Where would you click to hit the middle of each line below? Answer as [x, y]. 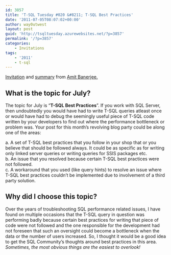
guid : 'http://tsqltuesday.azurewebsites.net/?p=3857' [65, 34]
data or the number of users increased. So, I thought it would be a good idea [86, 236]
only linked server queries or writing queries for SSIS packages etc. [76, 154]
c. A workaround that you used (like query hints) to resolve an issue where [83, 170]
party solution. [20, 181]
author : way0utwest [26, 24]
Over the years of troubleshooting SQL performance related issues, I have [83, 209]
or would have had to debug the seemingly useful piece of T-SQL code [80, 116]
